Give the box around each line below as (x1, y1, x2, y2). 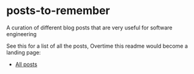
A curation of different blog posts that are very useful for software (6, 24, 173, 31)
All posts (15, 61, 38, 68)
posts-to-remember (6, 4, 110, 18)
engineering (6, 30, 37, 37)
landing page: (6, 48, 41, 56)
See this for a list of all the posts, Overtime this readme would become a (6, 42, 188, 50)
